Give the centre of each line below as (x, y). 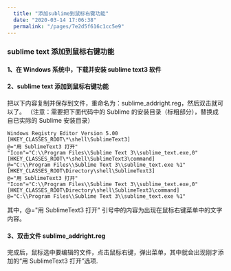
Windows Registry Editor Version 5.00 (63, 134)
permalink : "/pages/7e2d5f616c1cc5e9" (69, 26)
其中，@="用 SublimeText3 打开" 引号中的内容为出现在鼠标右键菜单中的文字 (115, 210)
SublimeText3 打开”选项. (64, 261)
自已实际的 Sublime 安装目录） (51, 121)
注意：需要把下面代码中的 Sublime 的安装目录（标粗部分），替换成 (125, 112)
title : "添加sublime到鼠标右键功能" (61, 13)
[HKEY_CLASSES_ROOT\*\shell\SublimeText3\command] (81, 159)
